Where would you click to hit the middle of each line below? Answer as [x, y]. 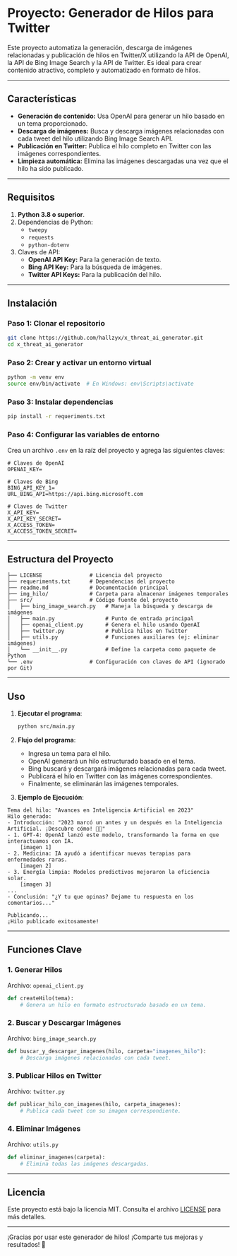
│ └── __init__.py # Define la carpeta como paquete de [112, 650]
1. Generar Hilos [35, 970]
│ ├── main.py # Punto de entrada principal [101, 619]
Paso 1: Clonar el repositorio [56, 323]
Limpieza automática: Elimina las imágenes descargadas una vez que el [123, 161]
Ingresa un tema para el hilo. [69, 754]
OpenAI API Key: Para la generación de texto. [95, 259]
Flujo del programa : [47, 740]
